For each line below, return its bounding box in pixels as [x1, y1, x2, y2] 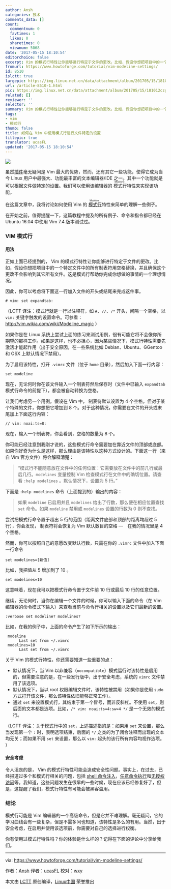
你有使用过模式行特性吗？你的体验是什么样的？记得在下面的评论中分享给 [5, 836, 157, 842]
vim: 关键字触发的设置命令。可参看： [5, 314, 83, 320]
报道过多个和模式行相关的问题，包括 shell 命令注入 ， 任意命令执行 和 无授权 [9, 773, 165, 779]
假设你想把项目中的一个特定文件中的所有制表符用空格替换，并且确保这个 [14, 265, 166, 271]
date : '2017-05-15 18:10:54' [5, 50, 67, 55]
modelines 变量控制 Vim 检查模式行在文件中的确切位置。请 [35, 471, 158, 478]
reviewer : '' [5, 97, 33, 102]
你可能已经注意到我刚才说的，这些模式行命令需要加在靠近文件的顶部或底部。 [5, 441, 166, 448]
